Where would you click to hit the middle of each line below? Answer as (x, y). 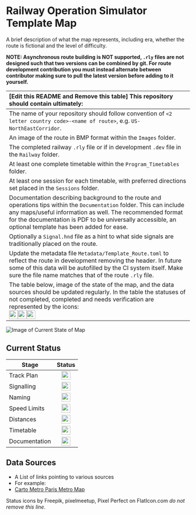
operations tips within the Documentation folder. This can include (97, 205)
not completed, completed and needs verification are (82, 299)
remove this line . (26, 507)
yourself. (17, 82)
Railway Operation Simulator (77, 11)
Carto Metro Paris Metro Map (50, 489)
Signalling (22, 386)
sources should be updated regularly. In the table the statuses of (97, 292)
